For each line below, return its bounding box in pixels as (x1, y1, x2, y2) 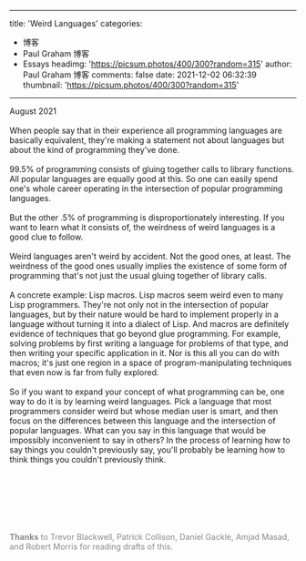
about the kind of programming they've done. (9, 145, 180, 155)
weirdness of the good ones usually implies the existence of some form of (9, 260, 288, 271)
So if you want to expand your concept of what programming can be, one (9, 386, 285, 397)
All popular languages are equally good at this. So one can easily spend (9, 174, 278, 184)
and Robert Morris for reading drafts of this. (9, 541, 173, 552)
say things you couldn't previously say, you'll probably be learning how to (9, 444, 285, 455)
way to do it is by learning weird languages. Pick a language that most (9, 396, 272, 406)
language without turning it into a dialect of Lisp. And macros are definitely (9, 319, 290, 329)
